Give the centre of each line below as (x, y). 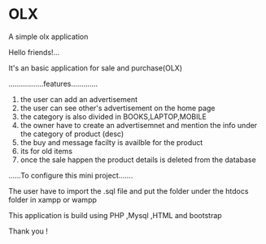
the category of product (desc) (72, 134)
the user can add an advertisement (79, 99)
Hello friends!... (34, 52)
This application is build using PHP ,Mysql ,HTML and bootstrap (115, 215)
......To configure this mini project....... (71, 175)
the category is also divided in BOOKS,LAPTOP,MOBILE (113, 116)
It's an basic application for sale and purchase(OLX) (96, 68)
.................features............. (53, 83)
